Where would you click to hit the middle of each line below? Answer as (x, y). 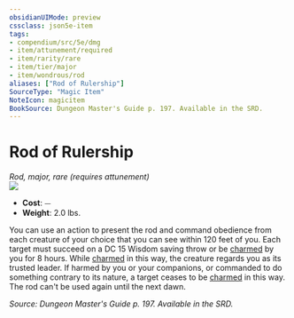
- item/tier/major (43, 68)
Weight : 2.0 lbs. (51, 213)
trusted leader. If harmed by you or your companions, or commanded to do (146, 268)
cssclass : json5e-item (51, 26)
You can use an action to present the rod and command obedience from (141, 230)
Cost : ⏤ (36, 203)
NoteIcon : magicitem (47, 100)
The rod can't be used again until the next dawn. (97, 287)
